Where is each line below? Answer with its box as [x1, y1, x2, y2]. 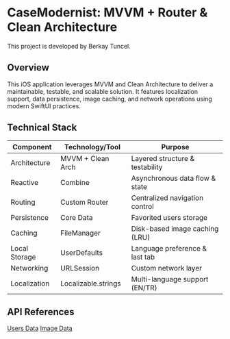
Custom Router [60, 197, 109, 207]
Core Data [60, 212, 93, 222]
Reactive [10, 177, 39, 187]
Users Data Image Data [7, 324, 73, 333]
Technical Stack [7, 122, 77, 134]
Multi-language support [131, 274, 209, 284]
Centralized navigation [131, 193, 204, 203]
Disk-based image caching [131, 224, 219, 234]
